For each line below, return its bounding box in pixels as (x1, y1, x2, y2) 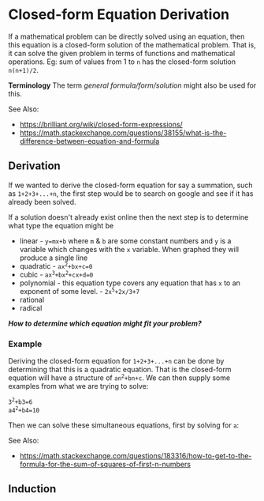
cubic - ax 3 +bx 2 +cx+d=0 (19, 269, 94, 279)
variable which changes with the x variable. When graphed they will (19, 244, 240, 254)
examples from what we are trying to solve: (8, 382, 149, 391)
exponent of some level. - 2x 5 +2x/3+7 (19, 286, 140, 296)
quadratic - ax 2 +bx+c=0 (19, 261, 93, 270)
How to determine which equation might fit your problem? (8, 318, 203, 328)
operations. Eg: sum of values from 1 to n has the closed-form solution (8, 57, 236, 66)
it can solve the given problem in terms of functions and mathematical (8, 48, 236, 58)
